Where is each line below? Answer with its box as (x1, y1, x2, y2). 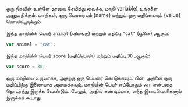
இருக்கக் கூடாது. (6, 94, 42, 101)
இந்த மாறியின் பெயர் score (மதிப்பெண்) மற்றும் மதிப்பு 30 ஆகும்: (6, 52, 150, 59)
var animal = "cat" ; (6, 42, 56, 47)
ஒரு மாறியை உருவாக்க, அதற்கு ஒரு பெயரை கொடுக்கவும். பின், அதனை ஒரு (6, 74, 172, 81)
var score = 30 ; (6, 64, 45, 70)
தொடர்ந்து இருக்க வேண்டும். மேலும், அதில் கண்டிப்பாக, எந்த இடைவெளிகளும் (6, 87, 182, 94)
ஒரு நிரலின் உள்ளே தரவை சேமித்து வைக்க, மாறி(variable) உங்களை (6, 5, 158, 12)
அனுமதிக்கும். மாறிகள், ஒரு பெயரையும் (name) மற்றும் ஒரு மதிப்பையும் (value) (6, 12, 181, 18)
